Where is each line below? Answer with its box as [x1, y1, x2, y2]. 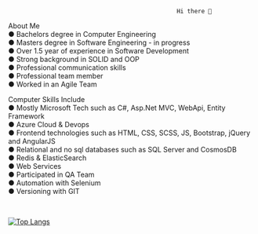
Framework [8, 112, 45, 121]
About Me [8, 21, 41, 31]
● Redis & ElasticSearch [8, 153, 87, 163]
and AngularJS [8, 137, 56, 145]
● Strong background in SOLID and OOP [8, 55, 140, 64]
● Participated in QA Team [8, 170, 95, 179]
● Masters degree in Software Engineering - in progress [8, 38, 191, 47]
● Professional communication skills [8, 63, 127, 72]
